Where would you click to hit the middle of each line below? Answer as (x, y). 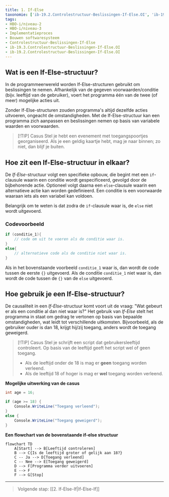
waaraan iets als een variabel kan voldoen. (49, 196)
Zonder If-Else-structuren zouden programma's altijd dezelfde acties (76, 110)
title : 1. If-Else (24, 10)
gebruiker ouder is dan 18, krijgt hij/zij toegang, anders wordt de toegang (81, 327)
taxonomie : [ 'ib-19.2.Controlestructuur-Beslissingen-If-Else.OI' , (77, 15)
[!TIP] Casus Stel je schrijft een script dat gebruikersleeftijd (78, 343)
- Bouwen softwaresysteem (32, 38)
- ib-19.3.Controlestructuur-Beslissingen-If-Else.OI (63, 47)
